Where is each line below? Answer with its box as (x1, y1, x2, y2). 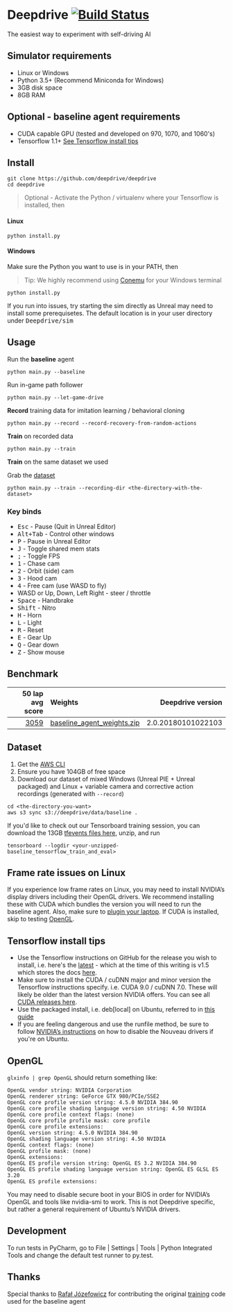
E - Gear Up (17, 633, 52, 641)
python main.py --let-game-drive (7, 394, 104, 401)
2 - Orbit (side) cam (17, 567, 74, 575)
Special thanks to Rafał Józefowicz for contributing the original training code (7, 1290, 226, 1298)
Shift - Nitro (17, 604, 57, 612)
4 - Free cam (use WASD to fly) (17, 581, 107, 590)
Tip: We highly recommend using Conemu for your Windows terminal (24, 275, 222, 284)
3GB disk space (17, 83, 63, 92)
